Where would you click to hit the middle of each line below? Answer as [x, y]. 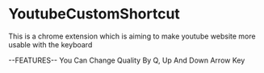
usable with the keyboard [50, 44]
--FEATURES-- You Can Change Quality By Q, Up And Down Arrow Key [127, 60]
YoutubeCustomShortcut [94, 14]
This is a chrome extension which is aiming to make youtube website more [132, 36]
